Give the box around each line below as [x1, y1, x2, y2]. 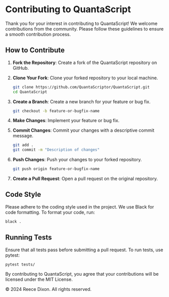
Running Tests [5, 233, 52, 242]
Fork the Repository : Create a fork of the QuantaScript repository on [12, 60, 157, 66]
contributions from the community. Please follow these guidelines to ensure [5, 25, 164, 32]
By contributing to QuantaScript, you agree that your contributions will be [5, 271, 159, 277]
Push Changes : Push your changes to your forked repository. [12, 157, 142, 163]
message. [12, 133, 34, 139]
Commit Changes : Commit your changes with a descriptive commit [12, 127, 154, 133]
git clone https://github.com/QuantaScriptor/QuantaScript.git [12, 84, 150, 90]
